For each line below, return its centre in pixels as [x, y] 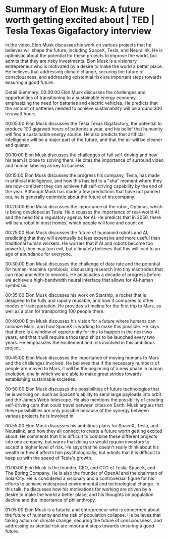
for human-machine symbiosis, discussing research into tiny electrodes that [84, 269]
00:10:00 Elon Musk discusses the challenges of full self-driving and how [81, 155]
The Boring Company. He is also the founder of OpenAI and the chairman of [84, 473]
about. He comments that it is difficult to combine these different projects [81, 436]
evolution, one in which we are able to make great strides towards [74, 374]
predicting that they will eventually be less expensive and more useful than [83, 238]
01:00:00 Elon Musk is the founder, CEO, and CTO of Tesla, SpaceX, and [80, 467]
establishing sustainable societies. [41, 379]
